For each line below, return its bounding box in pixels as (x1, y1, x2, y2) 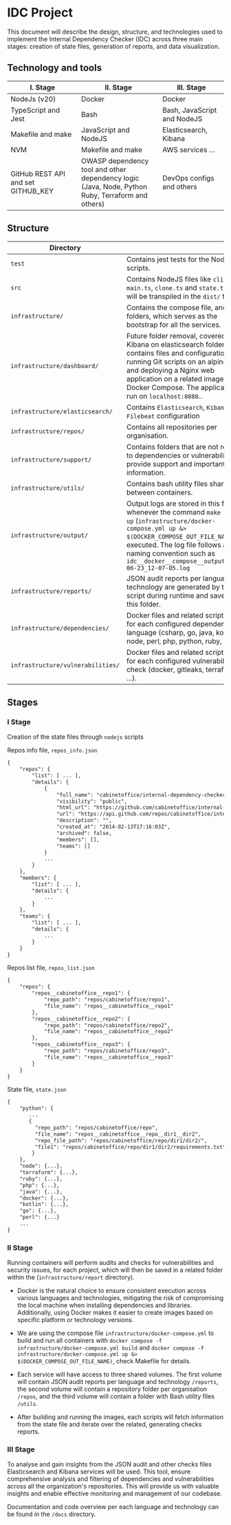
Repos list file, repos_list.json (7, 964, 95, 972)
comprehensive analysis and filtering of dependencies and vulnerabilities (7, 1475, 214, 1483)
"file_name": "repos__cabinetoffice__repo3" (43, 1054, 174, 1061)
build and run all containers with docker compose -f (16, 1337, 162, 1345)
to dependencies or (126, 451, 190, 460)
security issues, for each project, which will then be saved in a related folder (7, 1266, 223, 1274)
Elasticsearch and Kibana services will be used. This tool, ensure (7, 1467, 191, 1476)
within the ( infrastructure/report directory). (7, 1273, 135, 1281)
